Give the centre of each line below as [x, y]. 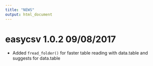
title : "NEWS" [20, 10]
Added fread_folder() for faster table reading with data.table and [80, 53]
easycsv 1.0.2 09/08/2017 [60, 39]
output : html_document [29, 14]
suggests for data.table [36, 58]
